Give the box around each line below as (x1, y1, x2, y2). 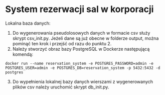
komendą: (12, 51, 34, 57)
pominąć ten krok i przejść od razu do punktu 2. (12, 40, 112, 46)
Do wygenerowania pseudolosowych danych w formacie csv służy (12, 30, 150, 36)
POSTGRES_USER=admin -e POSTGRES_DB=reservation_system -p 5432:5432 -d (5, 65, 160, 70)
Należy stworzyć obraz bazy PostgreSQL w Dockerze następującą (12, 46, 150, 52)
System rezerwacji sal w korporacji (5, 4, 154, 15)
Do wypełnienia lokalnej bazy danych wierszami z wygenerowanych (12, 78, 153, 84)
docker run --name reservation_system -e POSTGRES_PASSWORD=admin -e (5, 61, 154, 66)
